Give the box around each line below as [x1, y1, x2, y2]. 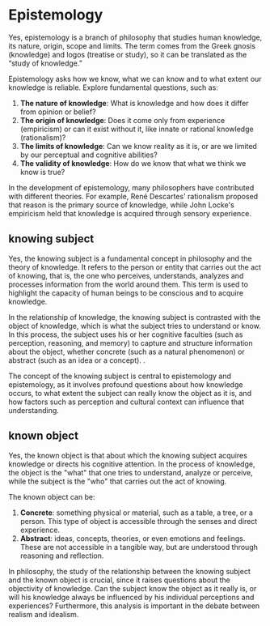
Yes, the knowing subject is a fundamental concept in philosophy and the [8, 253, 252, 263]
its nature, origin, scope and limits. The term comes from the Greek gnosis [8, 40, 256, 50]
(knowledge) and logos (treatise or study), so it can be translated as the [8, 49, 247, 59]
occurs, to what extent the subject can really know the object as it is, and [8, 388, 252, 398]
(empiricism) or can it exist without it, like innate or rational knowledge [19, 124, 254, 134]
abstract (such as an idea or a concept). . [8, 355, 146, 365]
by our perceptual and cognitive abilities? [19, 150, 158, 160]
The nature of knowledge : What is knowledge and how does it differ [19, 98, 249, 108]
